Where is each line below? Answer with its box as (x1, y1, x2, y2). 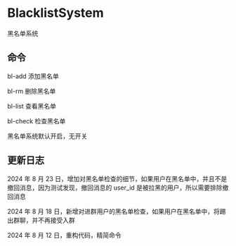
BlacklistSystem (7, 5, 104, 21)
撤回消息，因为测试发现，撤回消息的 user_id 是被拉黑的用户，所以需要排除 (7, 183, 223, 192)
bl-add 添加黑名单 (7, 72, 60, 80)
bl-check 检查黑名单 (7, 116, 66, 125)
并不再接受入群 (31, 216, 75, 224)
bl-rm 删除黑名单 (7, 87, 56, 95)
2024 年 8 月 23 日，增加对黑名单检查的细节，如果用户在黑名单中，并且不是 (7, 174, 228, 183)
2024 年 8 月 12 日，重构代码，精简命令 (7, 230, 122, 239)
